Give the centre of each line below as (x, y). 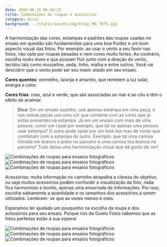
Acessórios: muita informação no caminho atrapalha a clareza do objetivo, (82, 177)
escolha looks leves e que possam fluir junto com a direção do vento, (76, 59)
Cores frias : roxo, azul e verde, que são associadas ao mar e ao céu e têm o (83, 95)
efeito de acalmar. (24, 100)
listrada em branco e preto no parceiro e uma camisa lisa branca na (86, 142)
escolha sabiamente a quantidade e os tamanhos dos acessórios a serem (81, 193)
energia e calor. (21, 85)
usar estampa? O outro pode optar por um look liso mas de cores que (89, 131)
